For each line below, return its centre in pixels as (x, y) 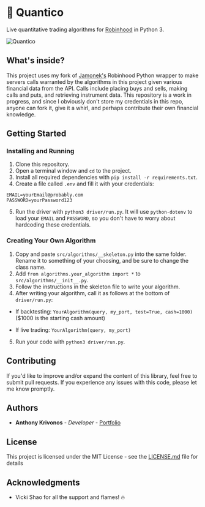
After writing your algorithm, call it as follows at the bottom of (92, 293)
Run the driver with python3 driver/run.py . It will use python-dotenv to (104, 212)
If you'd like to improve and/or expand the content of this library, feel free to (102, 375)
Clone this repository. (42, 164)
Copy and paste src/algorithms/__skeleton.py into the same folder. (101, 254)
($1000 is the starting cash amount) (60, 318)
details (15, 463)
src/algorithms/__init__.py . (52, 280)
